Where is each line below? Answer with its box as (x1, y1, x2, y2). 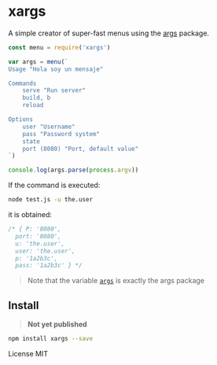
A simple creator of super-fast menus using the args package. (8, 28, 210, 38)
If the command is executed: (8, 180, 101, 190)
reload (22, 101, 44, 109)
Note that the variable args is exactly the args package (27, 276, 204, 286)
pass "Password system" (22, 130, 101, 138)
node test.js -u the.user (8, 196, 93, 204)
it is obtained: (8, 210, 53, 219)
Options (8, 116, 34, 124)
